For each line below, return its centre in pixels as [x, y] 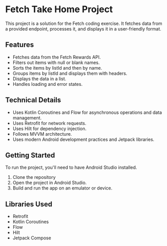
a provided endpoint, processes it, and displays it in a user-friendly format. [83, 28]
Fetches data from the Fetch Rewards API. [57, 57]
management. [27, 117]
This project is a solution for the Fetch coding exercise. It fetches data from [84, 23]
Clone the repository [34, 177]
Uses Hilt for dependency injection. [49, 129]
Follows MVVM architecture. [42, 134]
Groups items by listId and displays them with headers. [70, 73]
